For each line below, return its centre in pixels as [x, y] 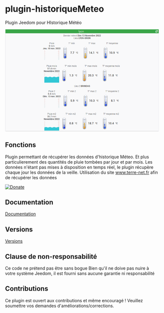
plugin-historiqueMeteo [54, 9]
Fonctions [21, 145]
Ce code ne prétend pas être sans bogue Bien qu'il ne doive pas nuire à [77, 268]
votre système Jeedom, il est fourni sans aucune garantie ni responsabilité [80, 273]
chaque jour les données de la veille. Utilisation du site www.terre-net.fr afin [82, 172]
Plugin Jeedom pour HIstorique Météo [43, 22]
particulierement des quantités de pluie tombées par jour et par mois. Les [79, 162]
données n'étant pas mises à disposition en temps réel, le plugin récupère [79, 167]
